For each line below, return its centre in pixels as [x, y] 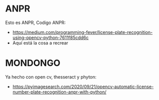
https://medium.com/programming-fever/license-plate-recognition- [83, 32]
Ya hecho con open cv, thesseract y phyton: [51, 77]
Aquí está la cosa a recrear [40, 42]
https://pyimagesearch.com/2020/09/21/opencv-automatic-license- [83, 86]
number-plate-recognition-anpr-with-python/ [59, 92]
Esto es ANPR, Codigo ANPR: [35, 22]
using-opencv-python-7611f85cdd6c [51, 37]
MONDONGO [33, 63]
